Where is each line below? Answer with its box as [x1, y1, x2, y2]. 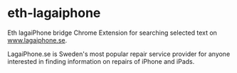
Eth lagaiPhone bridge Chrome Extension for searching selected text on [7, 28, 217, 37]
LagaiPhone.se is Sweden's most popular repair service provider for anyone [7, 50, 231, 58]
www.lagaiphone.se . [7, 35, 68, 44]
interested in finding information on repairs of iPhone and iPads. [7, 57, 195, 65]
